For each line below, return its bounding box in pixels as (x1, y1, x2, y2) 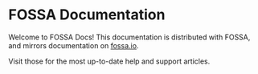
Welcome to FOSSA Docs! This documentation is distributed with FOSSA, (8, 32, 251, 42)
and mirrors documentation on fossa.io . (8, 40, 139, 50)
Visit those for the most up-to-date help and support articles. (8, 56, 211, 66)
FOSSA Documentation (8, 6, 166, 24)
